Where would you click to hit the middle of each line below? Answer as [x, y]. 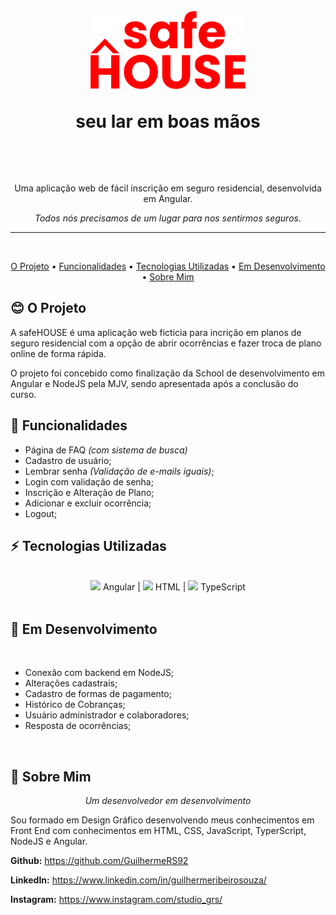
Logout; [41, 513]
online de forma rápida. [58, 353]
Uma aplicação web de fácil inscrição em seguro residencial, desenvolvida [168, 188]
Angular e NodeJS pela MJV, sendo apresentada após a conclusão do [154, 383]
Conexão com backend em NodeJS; [99, 673]
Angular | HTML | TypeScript [174, 587]
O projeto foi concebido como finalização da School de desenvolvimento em [167, 373]
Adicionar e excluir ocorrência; [88, 503]
